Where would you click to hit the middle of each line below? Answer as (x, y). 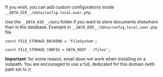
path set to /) (18, 69)
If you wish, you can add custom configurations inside (60, 7)
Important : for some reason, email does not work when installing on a (75, 59)
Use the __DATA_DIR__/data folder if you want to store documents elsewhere (81, 22)
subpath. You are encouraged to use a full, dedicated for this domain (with (80, 64)
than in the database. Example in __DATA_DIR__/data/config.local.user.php (81, 27)
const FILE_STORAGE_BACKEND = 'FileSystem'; (51, 41)
